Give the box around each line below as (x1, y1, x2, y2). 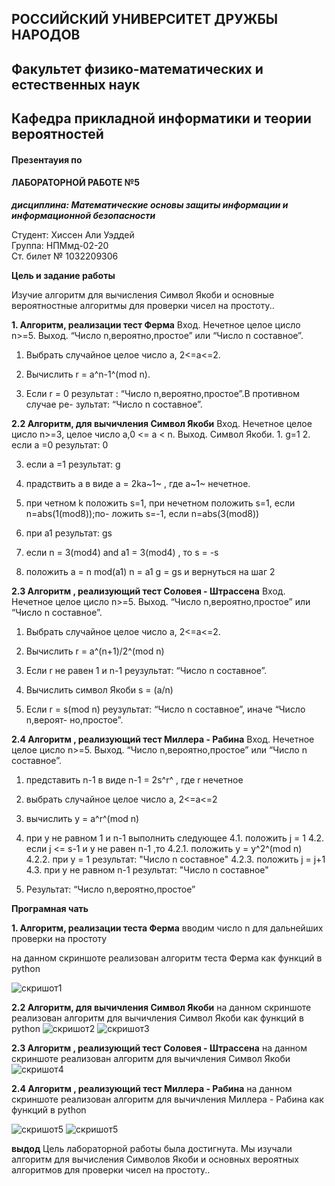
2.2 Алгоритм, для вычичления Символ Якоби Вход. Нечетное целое (11, 417, 313, 429)
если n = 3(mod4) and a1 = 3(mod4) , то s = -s (25, 546, 219, 558)
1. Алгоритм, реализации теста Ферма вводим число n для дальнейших (11, 922, 324, 934)
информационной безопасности (11, 209, 156, 221)
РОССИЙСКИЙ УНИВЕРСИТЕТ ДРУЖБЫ (11, 11, 279, 28)
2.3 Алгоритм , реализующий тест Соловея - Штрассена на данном (11, 1042, 308, 1054)
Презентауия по (11, 153, 83, 166)
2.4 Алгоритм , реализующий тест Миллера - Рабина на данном (11, 1082, 293, 1094)
